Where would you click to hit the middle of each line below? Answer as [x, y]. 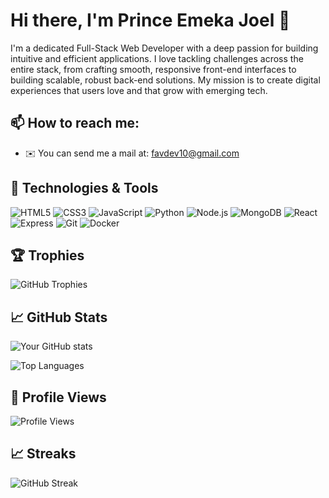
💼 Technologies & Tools [84, 188]
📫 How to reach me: [75, 123]
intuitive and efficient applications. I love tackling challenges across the [157, 58]
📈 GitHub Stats [59, 317]
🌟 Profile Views [58, 397]
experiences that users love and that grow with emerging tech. [139, 90]
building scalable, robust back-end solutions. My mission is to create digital [165, 80]
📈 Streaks [43, 454]
